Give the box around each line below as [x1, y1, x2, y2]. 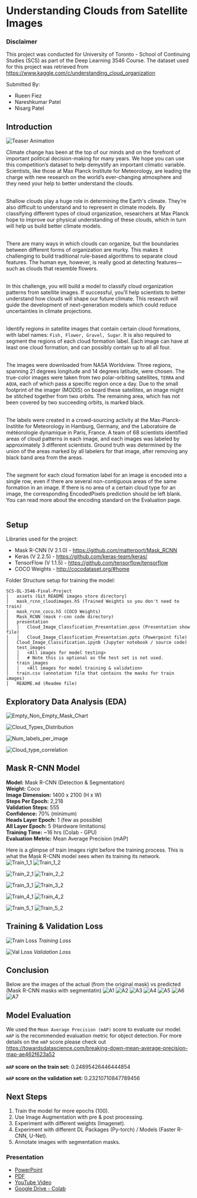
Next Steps [6, 1092, 47, 1102]
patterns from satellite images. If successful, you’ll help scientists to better [6, 289, 186, 296]
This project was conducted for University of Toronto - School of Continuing [6, 51, 191, 58]
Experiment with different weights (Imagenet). [14, 1119, 126, 1126]
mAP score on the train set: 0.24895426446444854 [6, 1064, 131, 1071]
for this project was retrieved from [6, 63, 89, 70]
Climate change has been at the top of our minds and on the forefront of [6, 149, 181, 156]
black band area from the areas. [6, 454, 84, 461]
